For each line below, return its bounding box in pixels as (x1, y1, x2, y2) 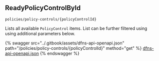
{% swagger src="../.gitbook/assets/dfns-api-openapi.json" (5, 40, 125, 46)
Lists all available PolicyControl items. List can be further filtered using (5, 25, 147, 31)
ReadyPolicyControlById (5, 4, 81, 12)
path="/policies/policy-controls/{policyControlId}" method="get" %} (5, 45, 142, 51)
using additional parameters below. (5, 30, 75, 36)
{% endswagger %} (39, 50, 80, 56)
